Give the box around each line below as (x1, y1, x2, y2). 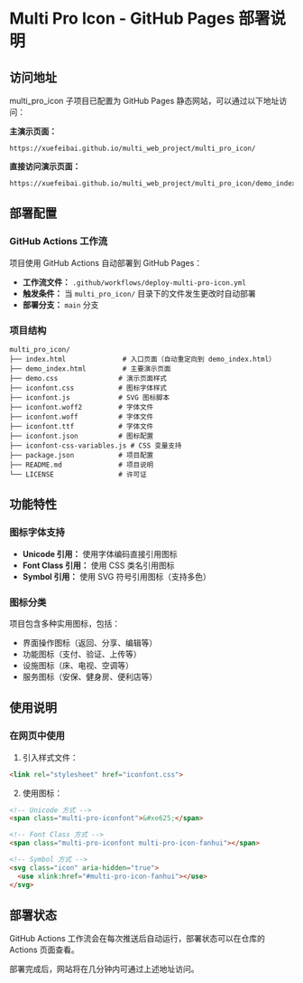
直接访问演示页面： (9, 161, 81, 172)
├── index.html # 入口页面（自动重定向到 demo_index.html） (9, 354, 276, 364)
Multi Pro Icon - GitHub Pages (9, 8, 235, 29)
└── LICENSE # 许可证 (9, 469, 147, 479)
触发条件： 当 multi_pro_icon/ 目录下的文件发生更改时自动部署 (22, 288, 256, 298)
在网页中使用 (9, 730, 66, 742)
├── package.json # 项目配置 (9, 450, 154, 459)
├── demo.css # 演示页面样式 (9, 373, 167, 383)
